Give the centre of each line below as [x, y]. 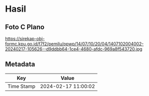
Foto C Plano [25, 27]
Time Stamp [22, 86]
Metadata [20, 64]
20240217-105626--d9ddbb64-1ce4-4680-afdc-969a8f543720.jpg [74, 49]
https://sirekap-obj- [25, 38]
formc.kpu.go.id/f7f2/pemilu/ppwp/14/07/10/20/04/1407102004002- [74, 44]
